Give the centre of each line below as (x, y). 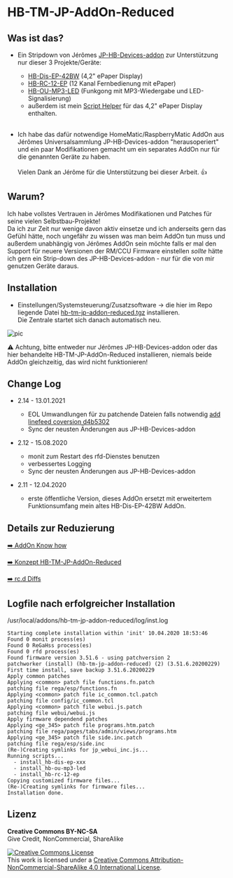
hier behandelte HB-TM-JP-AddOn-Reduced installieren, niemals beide (110, 354)
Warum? (26, 197)
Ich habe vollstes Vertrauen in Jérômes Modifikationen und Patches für (110, 213)
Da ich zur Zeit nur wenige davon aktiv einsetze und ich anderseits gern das (117, 228)
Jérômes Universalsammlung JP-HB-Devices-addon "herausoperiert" (118, 142)
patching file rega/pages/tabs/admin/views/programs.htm (92, 732)
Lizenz (22, 814)
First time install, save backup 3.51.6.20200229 (81, 670)
